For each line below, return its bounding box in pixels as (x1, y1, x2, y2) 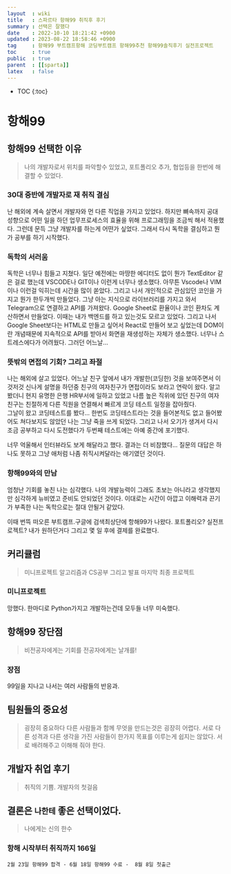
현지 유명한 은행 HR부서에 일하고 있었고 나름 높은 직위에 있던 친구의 (25, 391, 207, 400)
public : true (7, 55, 51, 62)
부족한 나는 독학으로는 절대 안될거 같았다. (14, 503, 125, 511)
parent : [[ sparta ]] (7, 62, 70, 68)
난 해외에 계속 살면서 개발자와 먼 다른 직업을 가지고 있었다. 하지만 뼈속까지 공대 (7, 207, 219, 215)
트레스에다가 (7, 338, 41, 346)
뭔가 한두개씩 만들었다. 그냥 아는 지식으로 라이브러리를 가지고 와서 (19, 295, 197, 304)
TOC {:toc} (17, 87, 48, 95)
